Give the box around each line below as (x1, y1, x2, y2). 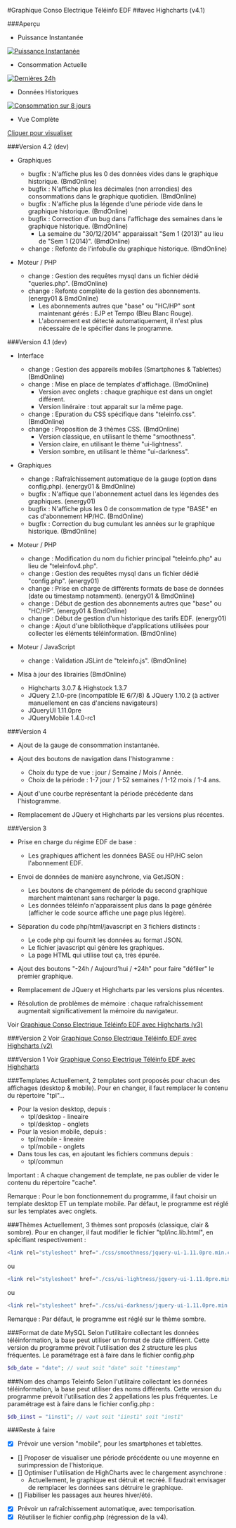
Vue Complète (17, 115, 60, 123)
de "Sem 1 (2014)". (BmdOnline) (38, 237, 131, 245)
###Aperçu (7, 20, 41, 27)
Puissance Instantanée (17, 33, 84, 42)
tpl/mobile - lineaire (27, 1135, 85, 1143)
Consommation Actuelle (17, 61, 88, 69)
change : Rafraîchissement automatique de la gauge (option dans (27, 475, 217, 483)
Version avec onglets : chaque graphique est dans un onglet (38, 387, 213, 396)
